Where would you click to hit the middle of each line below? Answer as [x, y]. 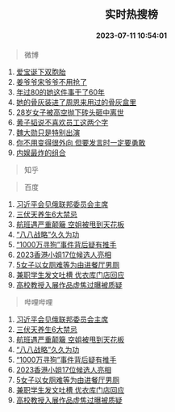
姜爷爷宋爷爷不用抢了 [51, 82]
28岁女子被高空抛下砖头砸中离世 [70, 112]
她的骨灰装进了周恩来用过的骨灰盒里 [76, 102]
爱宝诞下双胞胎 [41, 72]
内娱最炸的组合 [41, 153]
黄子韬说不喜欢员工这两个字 [62, 122]
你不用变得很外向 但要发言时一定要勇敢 [81, 142]
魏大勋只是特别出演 [48, 132]
